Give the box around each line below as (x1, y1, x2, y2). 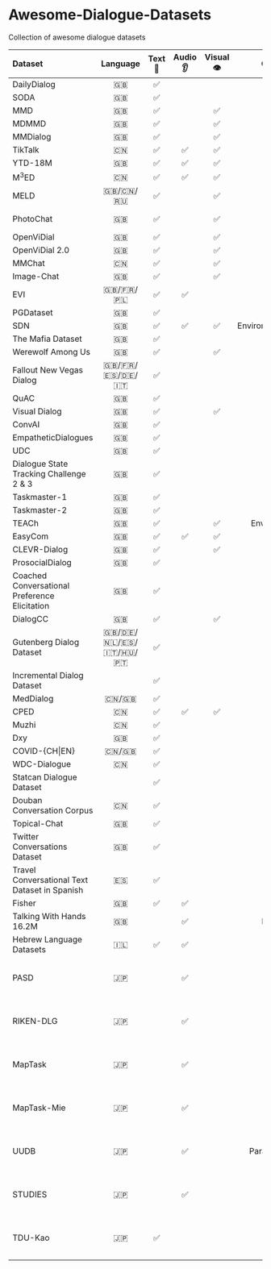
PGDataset (12, 307, 53, 318)
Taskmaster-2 (12, 505, 67, 516)
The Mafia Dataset (12, 333, 82, 344)
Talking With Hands (12, 911, 86, 922)
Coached (12, 570, 48, 581)
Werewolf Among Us (12, 347, 91, 358)
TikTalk (12, 144, 40, 155)
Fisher (12, 897, 36, 909)
